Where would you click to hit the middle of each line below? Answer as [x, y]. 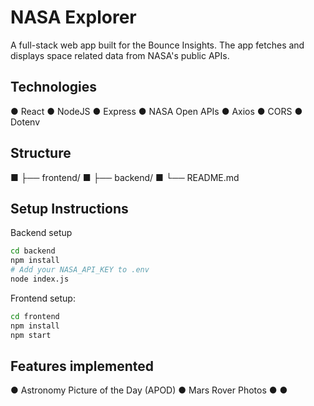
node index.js [40, 279]
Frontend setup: [43, 298]
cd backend [33, 251]
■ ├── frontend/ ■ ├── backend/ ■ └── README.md [125, 177]
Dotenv [25, 122]
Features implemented [82, 366]
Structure [41, 153]
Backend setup [41, 233]
